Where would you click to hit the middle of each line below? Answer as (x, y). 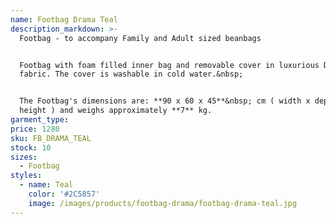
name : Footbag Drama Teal (64, 19)
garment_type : (40, 120)
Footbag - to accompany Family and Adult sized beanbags (140, 38)
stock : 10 (31, 147)
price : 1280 (35, 129)
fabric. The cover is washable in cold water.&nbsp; (131, 74)
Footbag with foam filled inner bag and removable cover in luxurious (169, 65)
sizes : (24, 157)
